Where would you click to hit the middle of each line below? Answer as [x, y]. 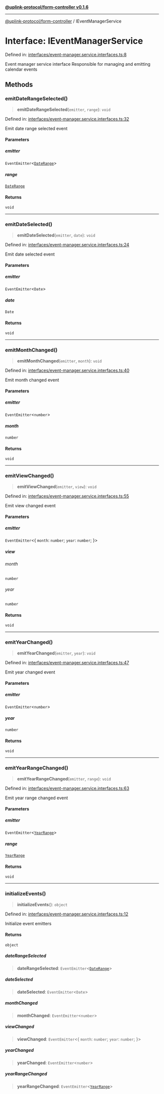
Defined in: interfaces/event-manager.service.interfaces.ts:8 [66, 54]
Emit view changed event [31, 505]
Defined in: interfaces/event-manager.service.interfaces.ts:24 [67, 244]
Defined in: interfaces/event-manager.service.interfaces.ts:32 [67, 119]
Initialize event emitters [28, 923]
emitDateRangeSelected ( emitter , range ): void [64, 109]
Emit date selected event [30, 254]
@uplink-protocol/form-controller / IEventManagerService [63, 21]
